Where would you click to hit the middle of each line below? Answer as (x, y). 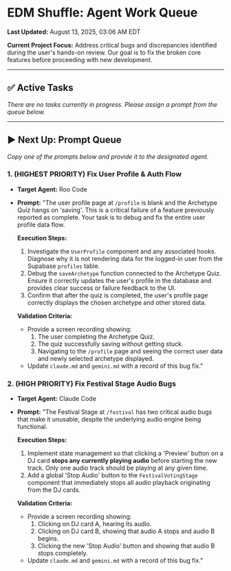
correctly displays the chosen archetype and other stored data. (117, 302)
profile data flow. (41, 225)
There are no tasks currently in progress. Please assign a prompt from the (112, 104)
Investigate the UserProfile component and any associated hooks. (122, 251)
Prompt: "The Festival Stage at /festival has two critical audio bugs (114, 412)
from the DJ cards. (54, 490)
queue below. (26, 112)
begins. (48, 539)
